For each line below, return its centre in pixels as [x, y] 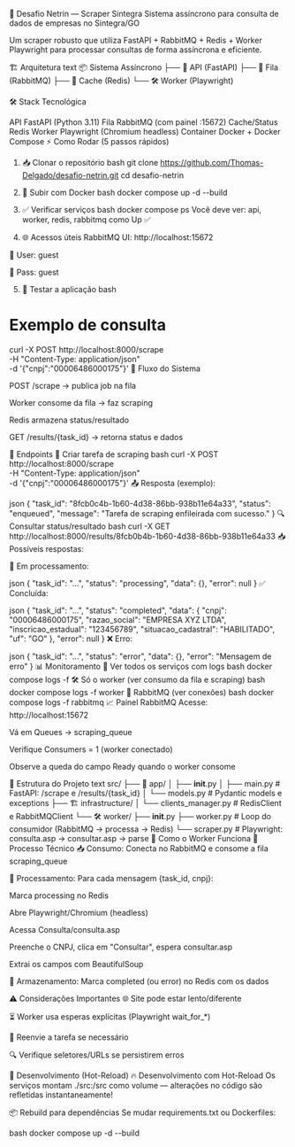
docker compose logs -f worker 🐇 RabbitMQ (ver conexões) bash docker [142, 692]
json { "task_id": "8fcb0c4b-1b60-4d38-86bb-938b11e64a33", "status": [140, 503]
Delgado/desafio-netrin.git [70, 175]
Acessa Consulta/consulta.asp [65, 929]
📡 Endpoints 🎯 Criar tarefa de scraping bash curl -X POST [114, 454]
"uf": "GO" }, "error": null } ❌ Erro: [71, 639]
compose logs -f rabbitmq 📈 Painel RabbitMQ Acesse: [109, 702]
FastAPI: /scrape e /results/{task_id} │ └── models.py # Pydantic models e [146, 793]
